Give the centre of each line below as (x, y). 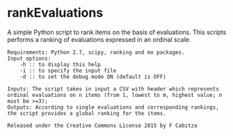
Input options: (29, 58)
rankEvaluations (55, 13)
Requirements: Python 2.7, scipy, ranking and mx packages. (96, 52)
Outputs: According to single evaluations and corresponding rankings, (113, 107)
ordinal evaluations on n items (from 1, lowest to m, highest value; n (115, 95)
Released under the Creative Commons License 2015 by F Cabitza (102, 126)
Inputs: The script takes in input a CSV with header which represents (113, 89)
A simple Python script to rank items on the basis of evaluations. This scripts (117, 32)
